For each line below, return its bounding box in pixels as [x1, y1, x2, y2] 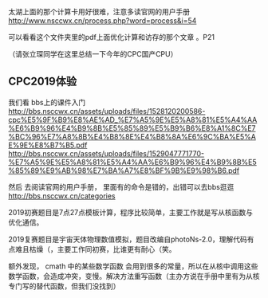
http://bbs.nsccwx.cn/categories [8, 190, 116, 201]
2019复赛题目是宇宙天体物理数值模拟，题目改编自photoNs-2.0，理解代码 [8, 234, 247, 244]
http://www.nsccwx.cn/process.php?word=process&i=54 [8, 16, 197, 25]
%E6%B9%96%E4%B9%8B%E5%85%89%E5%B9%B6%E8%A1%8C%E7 [8, 123, 256, 133]
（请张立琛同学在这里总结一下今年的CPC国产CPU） [8, 49, 178, 58]
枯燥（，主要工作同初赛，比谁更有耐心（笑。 [29, 244, 176, 253]
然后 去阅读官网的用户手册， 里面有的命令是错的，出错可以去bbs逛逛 [8, 182, 235, 191]
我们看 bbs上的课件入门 [8, 97, 86, 107]
